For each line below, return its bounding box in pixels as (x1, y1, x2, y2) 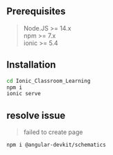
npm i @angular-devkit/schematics (6, 142, 107, 149)
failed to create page (23, 128, 83, 136)
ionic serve (6, 90, 41, 97)
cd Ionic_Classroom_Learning (6, 77, 91, 84)
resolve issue (6, 109, 66, 121)
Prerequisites (6, 6, 66, 17)
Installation (6, 59, 56, 71)
